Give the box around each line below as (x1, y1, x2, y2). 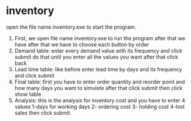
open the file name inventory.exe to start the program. (6, 23, 137, 30)
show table (14, 91, 42, 98)
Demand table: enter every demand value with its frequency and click (14, 47, 183, 54)
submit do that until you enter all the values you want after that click (14, 53, 179, 60)
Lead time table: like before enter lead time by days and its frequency (14, 65, 182, 72)
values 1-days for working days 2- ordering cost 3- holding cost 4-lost (14, 103, 185, 110)
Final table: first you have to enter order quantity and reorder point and (14, 78, 186, 85)
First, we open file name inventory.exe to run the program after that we (14, 34, 186, 42)
